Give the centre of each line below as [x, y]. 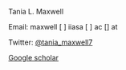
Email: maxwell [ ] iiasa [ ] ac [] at [63, 27]
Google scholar [33, 58]
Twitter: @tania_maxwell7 [51, 42]
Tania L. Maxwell [36, 12]
